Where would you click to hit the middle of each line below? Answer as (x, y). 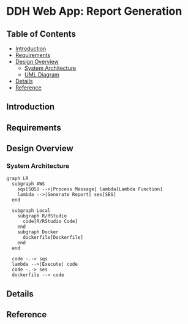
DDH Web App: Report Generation (94, 11)
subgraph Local (31, 211)
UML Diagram (42, 74)
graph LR (17, 179)
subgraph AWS (28, 184)
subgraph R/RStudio (42, 216)
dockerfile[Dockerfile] (53, 238)
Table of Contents (41, 34)
